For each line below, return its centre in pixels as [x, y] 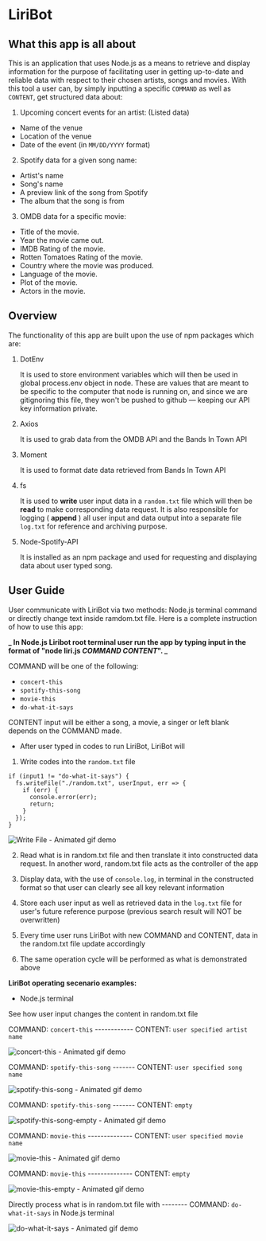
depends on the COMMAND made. [65, 731]
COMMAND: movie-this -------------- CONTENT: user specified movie [126, 1135]
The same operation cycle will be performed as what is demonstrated [133, 959]
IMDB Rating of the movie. [62, 249]
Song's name [41, 184]
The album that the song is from [72, 201]
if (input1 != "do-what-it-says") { [69, 776]
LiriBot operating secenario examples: [73, 983]
